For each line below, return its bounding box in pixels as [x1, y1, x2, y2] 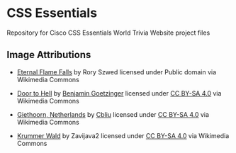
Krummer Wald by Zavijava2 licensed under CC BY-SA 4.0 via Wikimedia [16, 131, 230, 140]
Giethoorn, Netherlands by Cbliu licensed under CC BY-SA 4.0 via [16, 110, 210, 118]
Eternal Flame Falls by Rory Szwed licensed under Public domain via [16, 67, 217, 76]
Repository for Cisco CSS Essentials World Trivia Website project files [6, 28, 210, 37]
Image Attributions [6, 49, 91, 61]
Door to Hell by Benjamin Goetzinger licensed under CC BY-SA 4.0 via [16, 89, 222, 97]
